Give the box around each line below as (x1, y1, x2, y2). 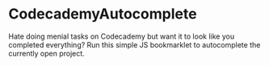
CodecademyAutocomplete (8, 5, 197, 23)
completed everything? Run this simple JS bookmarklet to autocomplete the (8, 39, 261, 49)
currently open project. (8, 48, 85, 58)
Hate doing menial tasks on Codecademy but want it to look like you (8, 31, 235, 41)
